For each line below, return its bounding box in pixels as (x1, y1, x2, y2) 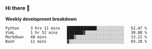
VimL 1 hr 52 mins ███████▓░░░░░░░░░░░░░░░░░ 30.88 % (5, 30, 147, 35)
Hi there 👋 (5, 5, 31, 12)
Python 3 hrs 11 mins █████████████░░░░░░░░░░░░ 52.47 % (5, 26, 147, 31)
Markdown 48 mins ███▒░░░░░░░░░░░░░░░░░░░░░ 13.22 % (5, 35, 147, 40)
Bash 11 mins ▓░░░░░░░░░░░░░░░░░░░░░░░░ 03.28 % (5, 39, 147, 44)
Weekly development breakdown (5, 16, 77, 22)
